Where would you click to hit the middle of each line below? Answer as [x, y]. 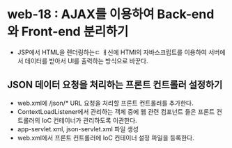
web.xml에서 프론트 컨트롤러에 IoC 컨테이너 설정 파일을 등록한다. [106, 138]
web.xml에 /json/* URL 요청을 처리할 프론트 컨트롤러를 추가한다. [105, 103]
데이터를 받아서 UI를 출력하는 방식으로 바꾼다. [86, 60]
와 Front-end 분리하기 [68, 32]
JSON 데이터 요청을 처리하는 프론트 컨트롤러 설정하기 [115, 85]
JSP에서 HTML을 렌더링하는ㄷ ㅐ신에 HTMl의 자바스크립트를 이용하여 [112, 52]
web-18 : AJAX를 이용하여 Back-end [111, 14]
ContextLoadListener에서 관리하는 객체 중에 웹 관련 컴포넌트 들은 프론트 [116, 111]
